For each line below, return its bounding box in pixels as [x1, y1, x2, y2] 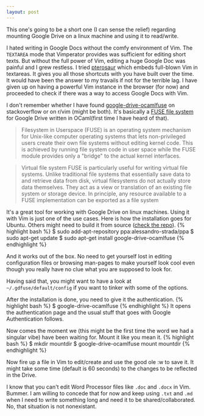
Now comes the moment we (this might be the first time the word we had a [6, 327, 194, 334]
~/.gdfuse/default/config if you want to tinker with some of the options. [6, 283, 189, 291]
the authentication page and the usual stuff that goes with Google [6, 308, 171, 316]
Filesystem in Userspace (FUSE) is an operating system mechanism [21, 126, 191, 133]
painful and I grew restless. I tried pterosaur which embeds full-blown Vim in [6, 64, 198, 71]
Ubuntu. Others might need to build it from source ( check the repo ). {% [6, 221, 185, 228]
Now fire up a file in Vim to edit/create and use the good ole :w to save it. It [6, 358, 194, 365]
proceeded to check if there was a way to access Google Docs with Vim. [6, 89, 189, 97]
